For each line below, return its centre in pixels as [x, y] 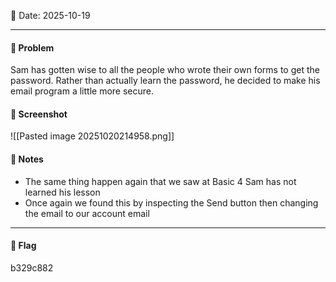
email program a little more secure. [82, 91]
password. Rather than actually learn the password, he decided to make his [165, 81]
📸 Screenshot [39, 114]
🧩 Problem [32, 47]
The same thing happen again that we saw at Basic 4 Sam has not [160, 181]
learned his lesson [62, 192]
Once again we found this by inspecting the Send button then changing [171, 202]
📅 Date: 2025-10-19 [50, 15]
